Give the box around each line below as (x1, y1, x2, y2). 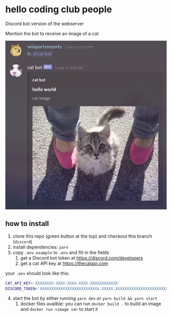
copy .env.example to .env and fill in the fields (12, 249, 110, 256)
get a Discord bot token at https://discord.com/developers (20, 255, 143, 261)
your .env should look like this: (5, 270, 70, 276)
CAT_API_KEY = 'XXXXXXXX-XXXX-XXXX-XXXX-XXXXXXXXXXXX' (5, 281, 120, 286)
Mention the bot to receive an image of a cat (5, 30, 99, 36)
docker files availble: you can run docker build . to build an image (20, 301, 161, 307)
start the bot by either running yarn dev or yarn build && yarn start (12, 295, 158, 302)
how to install (5, 219, 49, 228)
